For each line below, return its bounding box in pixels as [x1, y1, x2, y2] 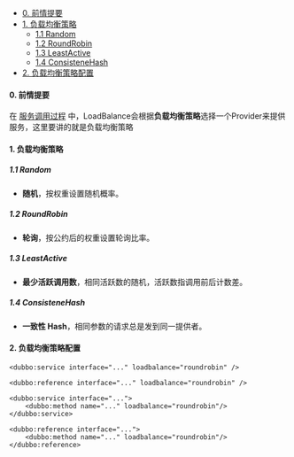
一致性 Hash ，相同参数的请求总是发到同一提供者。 [21, 321, 207, 331]
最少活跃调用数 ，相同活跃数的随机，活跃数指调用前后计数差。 [21, 276, 248, 287]
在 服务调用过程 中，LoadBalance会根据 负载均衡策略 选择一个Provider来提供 [9, 111, 286, 121]
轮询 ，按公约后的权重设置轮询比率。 [21, 232, 155, 243]
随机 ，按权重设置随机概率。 [21, 188, 124, 198]
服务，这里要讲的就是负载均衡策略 [9, 122, 134, 133]
